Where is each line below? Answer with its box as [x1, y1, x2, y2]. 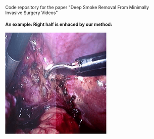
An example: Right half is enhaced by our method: [5, 21, 113, 27]
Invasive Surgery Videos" [5, 10, 58, 16]
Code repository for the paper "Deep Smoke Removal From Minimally [5, 5, 149, 10]
